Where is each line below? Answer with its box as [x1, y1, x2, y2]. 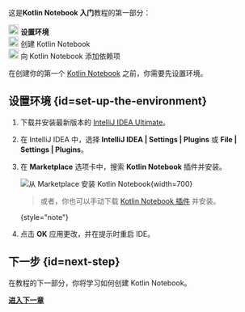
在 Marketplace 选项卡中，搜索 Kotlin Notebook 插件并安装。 [19, 162, 226, 171]
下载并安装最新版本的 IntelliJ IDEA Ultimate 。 [19, 117, 171, 127]
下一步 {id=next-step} [8, 255, 120, 269]
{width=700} [150, 179, 193, 188]
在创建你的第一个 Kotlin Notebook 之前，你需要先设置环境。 [8, 69, 208, 78]
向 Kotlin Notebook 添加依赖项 [19, 52, 121, 61]
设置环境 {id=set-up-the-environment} [8, 95, 208, 108]
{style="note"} [19, 212, 69, 221]
